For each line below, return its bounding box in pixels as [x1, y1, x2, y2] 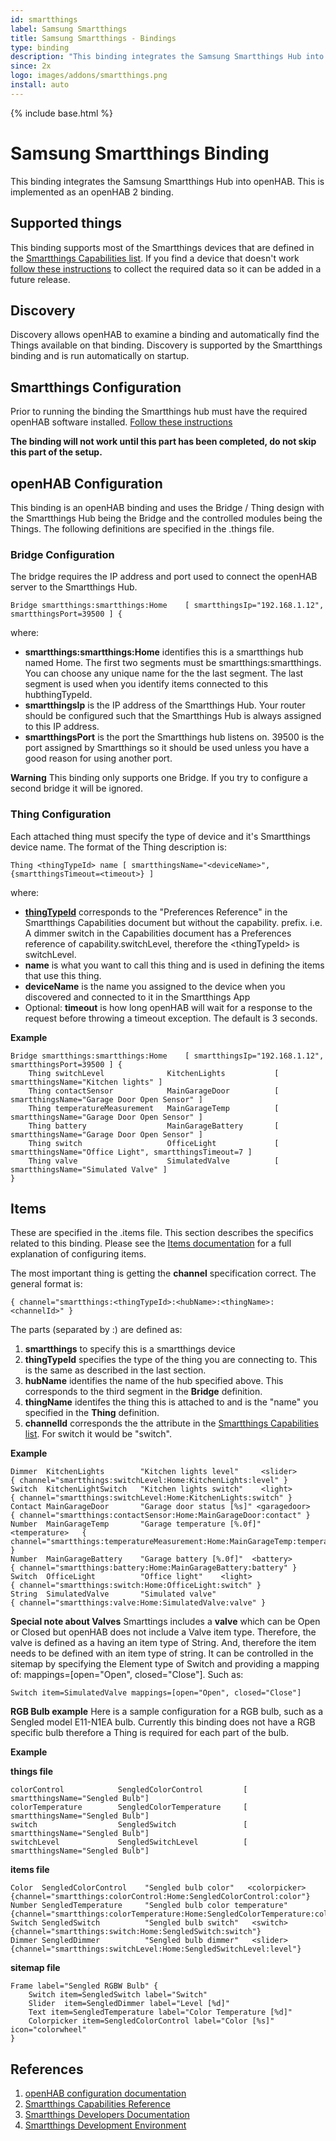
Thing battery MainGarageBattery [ [28, 1121, 280, 1131]
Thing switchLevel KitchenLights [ [28, 1068, 280, 1078]
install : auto [10, 80, 70, 90]
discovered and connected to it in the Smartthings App [24, 991, 251, 1003]
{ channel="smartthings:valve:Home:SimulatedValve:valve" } [10, 1598, 267, 1608]
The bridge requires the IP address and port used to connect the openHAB [10, 571, 318, 583]
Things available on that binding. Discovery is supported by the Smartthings [10, 339, 323, 351]
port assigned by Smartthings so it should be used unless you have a [24, 742, 310, 754]
